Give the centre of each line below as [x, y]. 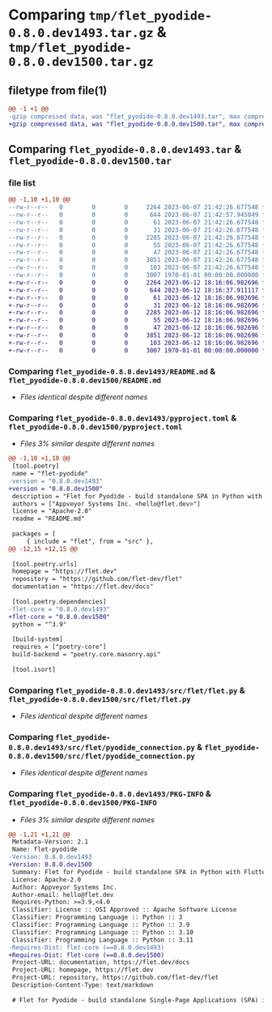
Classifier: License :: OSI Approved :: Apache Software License [124, 910]
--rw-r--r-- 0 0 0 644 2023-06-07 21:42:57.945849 [134, 215]
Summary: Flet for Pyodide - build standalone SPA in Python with [126, 872]
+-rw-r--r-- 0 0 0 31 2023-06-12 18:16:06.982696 [134, 305]
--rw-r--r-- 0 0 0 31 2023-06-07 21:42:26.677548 [134, 230]
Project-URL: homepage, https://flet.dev [83, 970]
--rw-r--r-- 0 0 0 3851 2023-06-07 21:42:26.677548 [134, 260]
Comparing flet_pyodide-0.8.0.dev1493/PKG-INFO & [110, 794]
